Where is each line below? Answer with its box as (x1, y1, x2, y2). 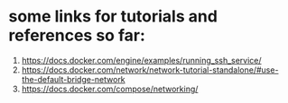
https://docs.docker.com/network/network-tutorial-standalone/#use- (21, 64, 279, 75)
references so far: (8, 25, 146, 46)
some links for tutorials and (8, 6, 218, 27)
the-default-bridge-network (21, 73, 125, 84)
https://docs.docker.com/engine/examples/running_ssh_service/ (21, 55, 263, 65)
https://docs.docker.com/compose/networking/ (21, 83, 199, 94)
